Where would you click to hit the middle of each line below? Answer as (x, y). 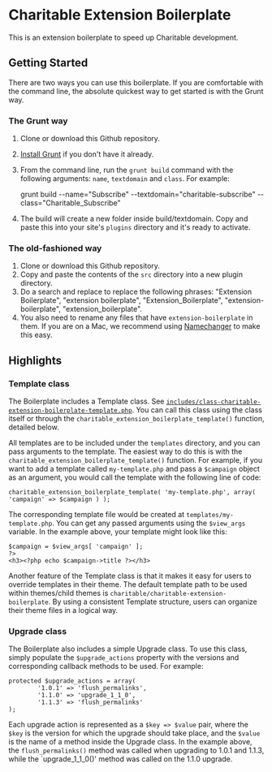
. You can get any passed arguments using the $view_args (149, 523)
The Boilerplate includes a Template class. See (86, 401)
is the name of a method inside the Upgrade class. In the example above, (131, 742)
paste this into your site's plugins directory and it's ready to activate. (135, 227)
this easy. (36, 335)
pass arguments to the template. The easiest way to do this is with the (125, 451)
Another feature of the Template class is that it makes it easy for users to (130, 576)
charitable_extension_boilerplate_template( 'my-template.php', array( (132, 493)
